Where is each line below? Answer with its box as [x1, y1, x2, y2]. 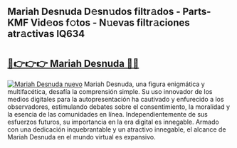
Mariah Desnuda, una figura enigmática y [84, 80, 205, 88]
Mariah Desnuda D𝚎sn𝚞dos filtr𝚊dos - [7, 6, 181, 18]
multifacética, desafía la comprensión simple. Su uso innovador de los [7, 88, 213, 95]
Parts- [182, 6, 211, 18]
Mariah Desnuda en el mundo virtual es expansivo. [7, 133, 156, 141]
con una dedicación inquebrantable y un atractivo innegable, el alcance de [7, 125, 226, 134]
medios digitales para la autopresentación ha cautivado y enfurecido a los [7, 95, 224, 103]
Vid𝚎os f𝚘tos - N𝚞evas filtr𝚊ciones [30, 17, 190, 29]
